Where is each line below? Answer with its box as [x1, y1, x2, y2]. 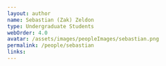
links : [7, 49, 26, 56]
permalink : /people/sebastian [7, 42, 95, 49]
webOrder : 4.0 [7, 29, 48, 36]
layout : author [7, 10, 51, 17]
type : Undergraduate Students [7, 23, 95, 30]
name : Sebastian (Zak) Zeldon [7, 16, 95, 23]
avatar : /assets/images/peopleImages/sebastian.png [7, 36, 159, 43]
